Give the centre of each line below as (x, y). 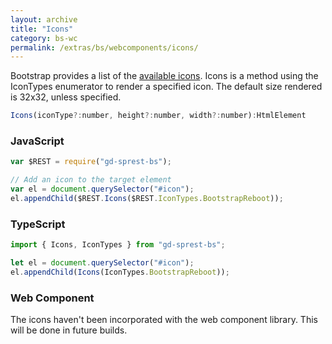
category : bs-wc (44, 38)
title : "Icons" (42, 29)
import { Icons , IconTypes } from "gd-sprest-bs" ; (118, 245)
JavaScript (37, 141)
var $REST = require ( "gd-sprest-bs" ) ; (91, 162)
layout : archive (44, 19)
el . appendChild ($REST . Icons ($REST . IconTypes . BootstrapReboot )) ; (147, 199)
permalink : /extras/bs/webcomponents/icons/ (104, 47)
